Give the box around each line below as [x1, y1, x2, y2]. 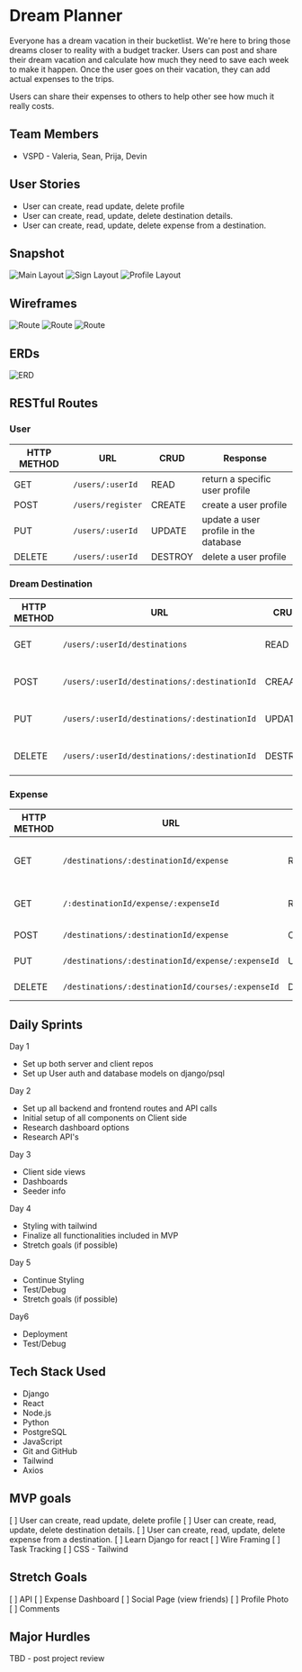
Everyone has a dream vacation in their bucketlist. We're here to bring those [9, 35, 291, 46]
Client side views [22, 1167, 86, 1177]
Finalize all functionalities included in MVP [22, 1231, 179, 1241]
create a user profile [201, 498, 288, 511]
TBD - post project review [9, 1653, 105, 1664]
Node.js [22, 1407, 52, 1418]
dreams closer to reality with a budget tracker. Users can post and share [9, 44, 278, 55]
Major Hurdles [9, 1629, 91, 1644]
